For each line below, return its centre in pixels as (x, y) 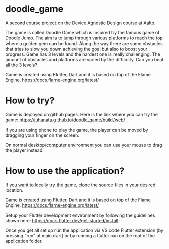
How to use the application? (65, 171)
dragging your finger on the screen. (42, 135)
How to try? (30, 100)
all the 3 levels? (21, 65)
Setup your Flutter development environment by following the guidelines (80, 215)
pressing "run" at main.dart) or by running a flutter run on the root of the (80, 235)
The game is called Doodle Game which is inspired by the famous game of (82, 32)
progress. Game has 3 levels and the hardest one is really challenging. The (83, 54)
